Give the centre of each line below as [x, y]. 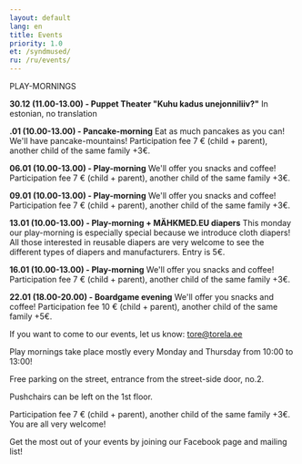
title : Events [36, 35]
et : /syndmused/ [40, 52]
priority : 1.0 [36, 43]
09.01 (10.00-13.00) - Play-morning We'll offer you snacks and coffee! [143, 196]
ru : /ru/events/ [40, 60]
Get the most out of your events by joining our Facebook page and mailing [149, 442]
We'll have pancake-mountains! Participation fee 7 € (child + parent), [139, 141]
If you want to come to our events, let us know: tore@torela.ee [126, 334]
